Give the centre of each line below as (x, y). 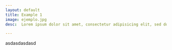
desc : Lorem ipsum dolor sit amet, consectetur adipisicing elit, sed (83, 24)
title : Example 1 (24, 15)
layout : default (23, 10)
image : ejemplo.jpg (26, 19)
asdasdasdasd (21, 43)
